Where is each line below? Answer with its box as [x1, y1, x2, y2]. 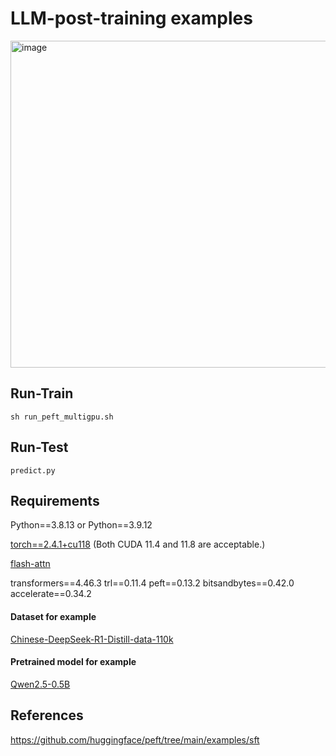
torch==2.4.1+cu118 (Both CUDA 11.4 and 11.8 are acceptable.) [10, 538, 266, 551]
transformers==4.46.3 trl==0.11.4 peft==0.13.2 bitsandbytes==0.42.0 [10, 577, 295, 589]
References [10, 707, 84, 724]
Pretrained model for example [10, 656, 137, 668]
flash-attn [10, 558, 51, 570]
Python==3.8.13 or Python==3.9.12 [10, 519, 153, 531]
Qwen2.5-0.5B [10, 678, 71, 690]
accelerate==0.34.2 [10, 588, 92, 600]
